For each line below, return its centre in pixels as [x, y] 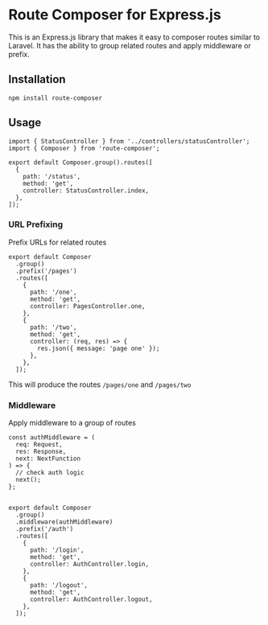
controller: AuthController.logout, [91, 600]
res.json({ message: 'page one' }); [99, 348]
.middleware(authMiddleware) [64, 522]
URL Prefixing [35, 224]
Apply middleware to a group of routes [72, 423]
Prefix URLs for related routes [58, 242]
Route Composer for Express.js [115, 15]
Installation [37, 79]
